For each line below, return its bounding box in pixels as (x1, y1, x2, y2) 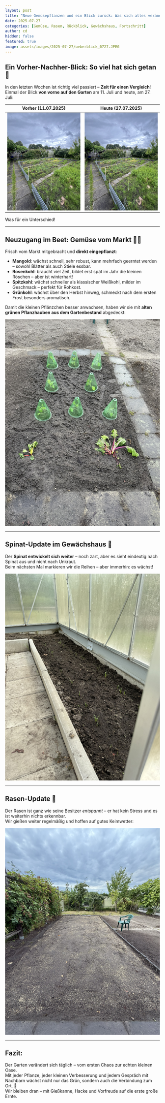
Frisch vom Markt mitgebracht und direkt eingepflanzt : (5, 249, 117, 254)
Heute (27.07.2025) (100, 105, 142, 111)
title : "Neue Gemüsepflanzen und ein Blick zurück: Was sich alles (5, 13, 146, 18)
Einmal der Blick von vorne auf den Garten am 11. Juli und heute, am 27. (5, 89, 151, 95)
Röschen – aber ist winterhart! (12, 274, 73, 280)
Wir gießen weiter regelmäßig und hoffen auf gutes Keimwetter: (5, 818, 134, 824)
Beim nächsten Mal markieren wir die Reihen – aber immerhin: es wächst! (5, 564, 154, 569)
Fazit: (5, 1049, 23, 1057)
